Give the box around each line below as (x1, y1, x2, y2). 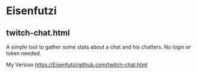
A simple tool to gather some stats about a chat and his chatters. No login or (6, 43, 191, 50)
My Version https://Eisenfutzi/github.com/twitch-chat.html (6, 61, 148, 68)
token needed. (6, 50, 41, 57)
